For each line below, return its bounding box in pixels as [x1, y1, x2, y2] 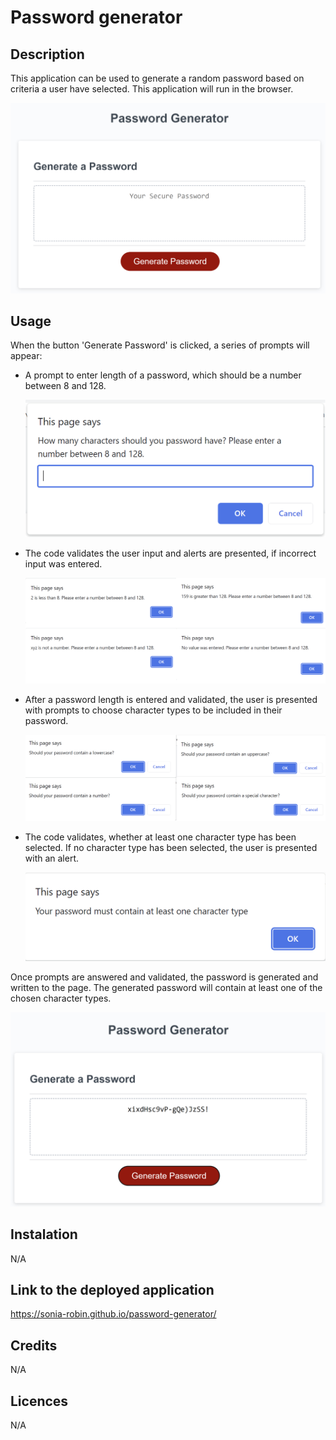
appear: [10, 350, 43, 362]
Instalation [10, 1226, 78, 1243]
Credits [10, 1337, 58, 1354]
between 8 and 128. [24, 380, 107, 392]
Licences [10, 1392, 69, 1410]
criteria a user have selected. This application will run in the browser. [10, 83, 294, 95]
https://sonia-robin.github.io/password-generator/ [10, 1308, 217, 1320]
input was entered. [24, 558, 103, 570]
